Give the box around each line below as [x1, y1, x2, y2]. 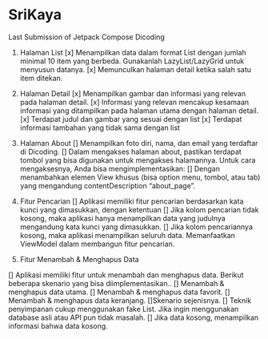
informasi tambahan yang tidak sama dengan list [19, 123, 180, 132]
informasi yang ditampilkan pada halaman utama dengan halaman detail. [19, 106, 259, 115]
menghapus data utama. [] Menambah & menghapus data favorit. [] [8, 287, 230, 297]
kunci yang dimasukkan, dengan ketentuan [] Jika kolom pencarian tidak [19, 204, 259, 214]
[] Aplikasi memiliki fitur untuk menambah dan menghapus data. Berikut [8, 270, 244, 280]
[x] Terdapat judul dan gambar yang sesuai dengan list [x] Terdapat [19, 114, 242, 123]
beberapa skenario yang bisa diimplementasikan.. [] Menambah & [8, 278, 225, 288]
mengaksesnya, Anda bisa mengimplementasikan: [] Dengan [19, 163, 220, 173]
